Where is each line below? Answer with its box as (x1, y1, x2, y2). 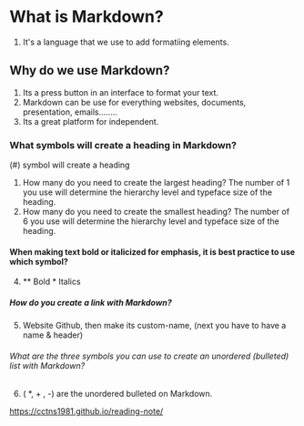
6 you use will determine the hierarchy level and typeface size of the (22, 216, 279, 227)
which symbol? (9, 256, 68, 267)
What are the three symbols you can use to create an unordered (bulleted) (9, 350, 289, 361)
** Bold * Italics (22, 276, 81, 288)
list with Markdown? (9, 360, 86, 370)
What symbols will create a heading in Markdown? (9, 138, 237, 151)
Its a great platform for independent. (22, 116, 159, 127)
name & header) (22, 330, 84, 340)
